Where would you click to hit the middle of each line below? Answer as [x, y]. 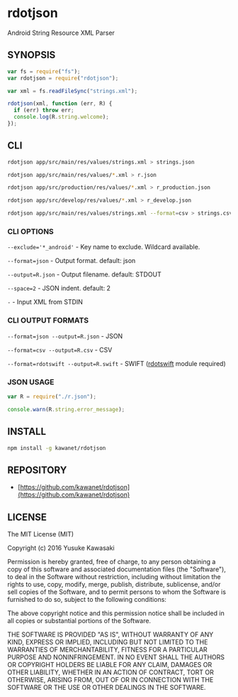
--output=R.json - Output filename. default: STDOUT [84, 274]
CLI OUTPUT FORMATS [48, 320]
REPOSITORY [37, 470]
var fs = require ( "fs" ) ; [44, 71]
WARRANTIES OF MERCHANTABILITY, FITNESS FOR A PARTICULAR [107, 650]
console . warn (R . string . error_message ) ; [66, 409]
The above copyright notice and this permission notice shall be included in [116, 613]
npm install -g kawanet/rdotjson [57, 448]
